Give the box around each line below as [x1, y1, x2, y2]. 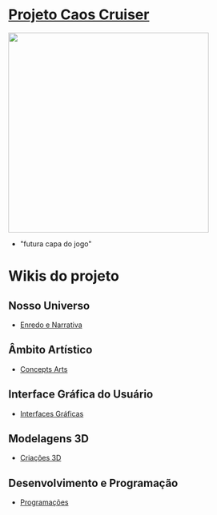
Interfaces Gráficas [19, 409, 84, 418]
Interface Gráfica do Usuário [8, 388, 154, 401]
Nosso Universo [8, 298, 90, 313]
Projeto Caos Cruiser [8, 6, 150, 24]
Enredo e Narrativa [19, 320, 82, 329]
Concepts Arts [19, 364, 68, 373]
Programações [19, 497, 69, 507]
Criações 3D [19, 453, 62, 463]
